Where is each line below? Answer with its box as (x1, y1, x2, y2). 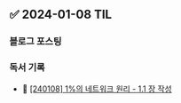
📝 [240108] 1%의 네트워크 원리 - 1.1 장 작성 (21, 83, 172, 94)
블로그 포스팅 (9, 36, 62, 48)
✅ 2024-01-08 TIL (9, 7, 113, 22)
